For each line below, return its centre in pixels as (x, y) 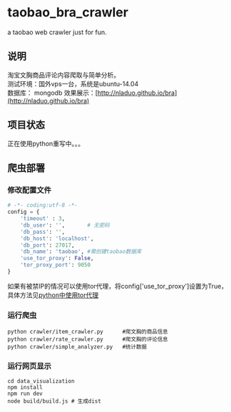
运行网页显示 (30, 366)
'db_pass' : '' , (43, 232)
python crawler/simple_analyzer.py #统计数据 (77, 347)
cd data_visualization (41, 381)
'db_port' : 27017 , (47, 245)
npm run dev (25, 394)
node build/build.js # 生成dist (54, 401)
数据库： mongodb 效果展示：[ (53, 93)
